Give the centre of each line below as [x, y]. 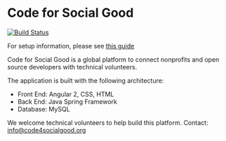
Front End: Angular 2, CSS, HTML [66, 94]
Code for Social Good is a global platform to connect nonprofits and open [113, 59]
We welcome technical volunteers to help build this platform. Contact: [108, 122]
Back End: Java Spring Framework [67, 101]
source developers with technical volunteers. [72, 67]
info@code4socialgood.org [47, 130]
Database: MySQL [44, 109]
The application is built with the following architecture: [86, 80]
